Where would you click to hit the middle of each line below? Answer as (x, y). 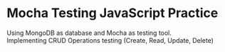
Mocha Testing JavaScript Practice (112, 13)
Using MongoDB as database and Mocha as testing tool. (89, 33)
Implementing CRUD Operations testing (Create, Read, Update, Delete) (110, 40)
